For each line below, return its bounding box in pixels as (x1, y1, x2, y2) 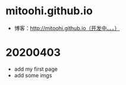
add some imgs (14, 71, 52, 78)
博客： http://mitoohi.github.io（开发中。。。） (14, 24, 120, 32)
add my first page (14, 65, 58, 73)
